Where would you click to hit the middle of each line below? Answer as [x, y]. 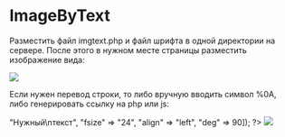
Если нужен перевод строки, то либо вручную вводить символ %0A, [143, 94]
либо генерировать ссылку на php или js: [90, 104]
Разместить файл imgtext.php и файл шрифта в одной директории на [142, 41]
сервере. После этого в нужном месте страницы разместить [128, 50]
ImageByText [60, 16]
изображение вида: [47, 59]
